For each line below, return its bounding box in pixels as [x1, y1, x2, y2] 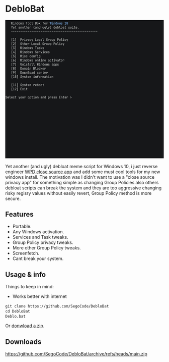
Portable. [12, 223, 32, 230]
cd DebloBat [5, 309, 30, 314]
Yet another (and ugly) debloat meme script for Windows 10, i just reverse [5, 163, 158, 169]
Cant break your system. [12, 255, 64, 262]
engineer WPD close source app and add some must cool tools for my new [5, 169, 160, 175]
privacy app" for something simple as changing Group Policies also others [5, 179, 159, 185]
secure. [5, 195, 21, 201]
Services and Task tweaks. [12, 234, 68, 240]
